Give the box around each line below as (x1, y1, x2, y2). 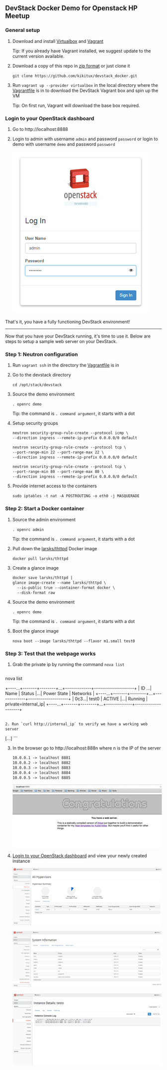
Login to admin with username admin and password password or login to (12, 136, 158, 142)
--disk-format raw (17, 590, 55, 595)
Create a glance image (12, 565, 59, 571)
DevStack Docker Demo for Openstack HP (5, 4, 138, 12)
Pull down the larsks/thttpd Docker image (12, 545, 97, 551)
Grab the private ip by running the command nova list (12, 661, 125, 667)
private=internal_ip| (5, 701, 45, 707)
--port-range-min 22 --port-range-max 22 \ (12, 450, 104, 455)
